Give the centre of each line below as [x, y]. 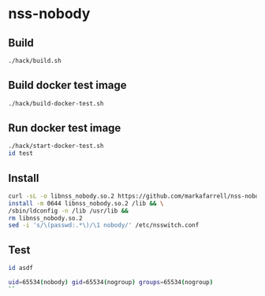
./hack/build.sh [35, 61]
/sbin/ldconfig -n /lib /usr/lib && [68, 211]
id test [21, 154]
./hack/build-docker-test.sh [56, 103]
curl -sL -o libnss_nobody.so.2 [61, 196]
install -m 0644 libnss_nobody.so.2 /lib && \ [86, 203]
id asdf [21, 268]
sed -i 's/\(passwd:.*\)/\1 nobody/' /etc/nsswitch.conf [104, 225]
